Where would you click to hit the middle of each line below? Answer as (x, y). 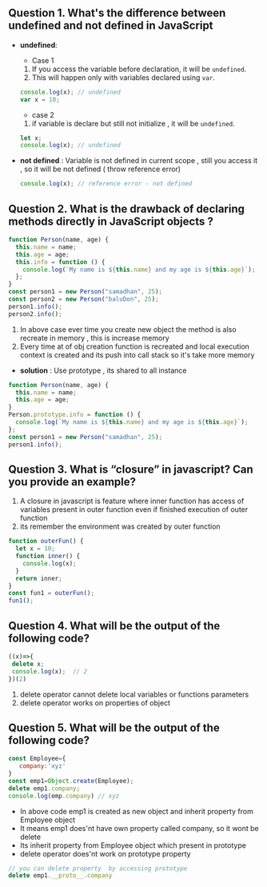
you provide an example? (72, 482)
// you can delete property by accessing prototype (98, 868)
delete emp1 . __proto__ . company (60, 876)
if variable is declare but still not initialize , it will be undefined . (133, 123)
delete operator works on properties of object (95, 702)
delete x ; (28, 664)
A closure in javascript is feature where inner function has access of (132, 501)
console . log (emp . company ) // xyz (64, 796)
